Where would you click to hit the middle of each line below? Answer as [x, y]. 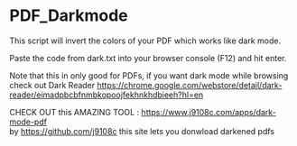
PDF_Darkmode [69, 16]
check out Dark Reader [52, 85]
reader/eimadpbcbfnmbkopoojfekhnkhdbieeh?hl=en [107, 95]
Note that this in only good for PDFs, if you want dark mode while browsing [149, 75]
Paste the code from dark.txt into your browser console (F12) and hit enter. [148, 58]
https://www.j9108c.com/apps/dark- [209, 112]
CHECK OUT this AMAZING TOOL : [74, 112]
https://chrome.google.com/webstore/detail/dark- [190, 85]
